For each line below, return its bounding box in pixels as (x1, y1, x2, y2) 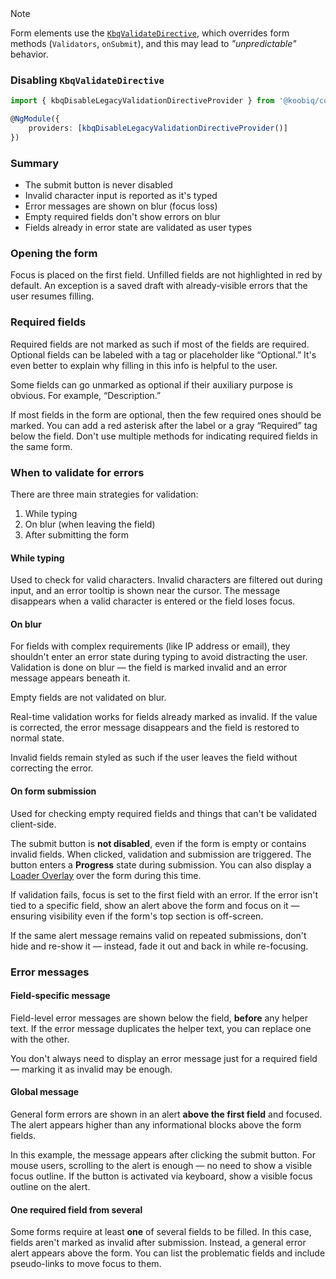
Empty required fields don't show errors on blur (24, 211, 221, 223)
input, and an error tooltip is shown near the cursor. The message (10, 585, 281, 597)
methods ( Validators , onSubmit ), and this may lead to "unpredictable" (10, 38, 297, 49)
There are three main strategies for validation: (10, 488, 199, 500)
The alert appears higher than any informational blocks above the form (10, 1118, 302, 1131)
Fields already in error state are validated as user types (24, 222, 253, 234)
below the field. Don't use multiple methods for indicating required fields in (10, 430, 318, 442)
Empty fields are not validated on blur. (10, 692, 167, 704)
